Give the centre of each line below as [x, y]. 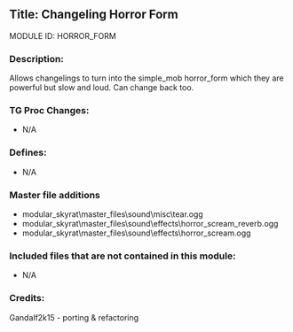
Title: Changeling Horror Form [94, 15]
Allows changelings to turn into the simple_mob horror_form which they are [146, 78]
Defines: [28, 152]
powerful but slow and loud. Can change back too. [102, 88]
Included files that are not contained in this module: [123, 256]
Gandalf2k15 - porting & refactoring [74, 317]
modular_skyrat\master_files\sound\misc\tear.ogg [113, 214]
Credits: [27, 298]
